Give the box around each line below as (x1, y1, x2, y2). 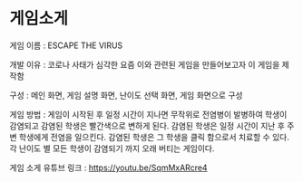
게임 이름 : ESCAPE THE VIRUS (9, 40, 123, 51)
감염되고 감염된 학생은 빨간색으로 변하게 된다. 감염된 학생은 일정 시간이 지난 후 (9, 120, 286, 131)
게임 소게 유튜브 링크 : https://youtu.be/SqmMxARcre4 (9, 162, 208, 173)
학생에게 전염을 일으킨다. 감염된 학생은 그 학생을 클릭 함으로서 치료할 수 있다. (18, 131, 290, 142)
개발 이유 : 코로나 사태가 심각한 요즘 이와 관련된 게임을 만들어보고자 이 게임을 (9, 59, 280, 70)
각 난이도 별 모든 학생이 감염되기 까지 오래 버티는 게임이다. (9, 142, 215, 154)
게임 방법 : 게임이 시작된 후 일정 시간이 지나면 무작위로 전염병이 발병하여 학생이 (9, 109, 288, 120)
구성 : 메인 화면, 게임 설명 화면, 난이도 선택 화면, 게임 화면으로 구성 (9, 90, 243, 101)
